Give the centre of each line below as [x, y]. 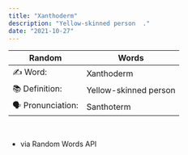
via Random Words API [58, 144]
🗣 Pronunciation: [45, 106]
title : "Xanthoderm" [43, 16]
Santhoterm [109, 107]
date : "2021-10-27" [41, 31]
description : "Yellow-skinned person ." [79, 23]
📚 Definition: [37, 89]
